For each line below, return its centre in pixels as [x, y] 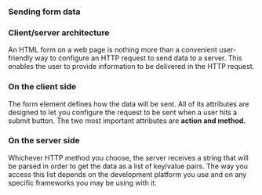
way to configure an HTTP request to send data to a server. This [138, 58]
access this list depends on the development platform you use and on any [127, 174]
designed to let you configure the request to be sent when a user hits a [123, 112]
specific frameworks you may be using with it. [82, 182]
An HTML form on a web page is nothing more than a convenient [113, 50]
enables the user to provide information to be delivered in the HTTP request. [131, 67]
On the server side [44, 141]
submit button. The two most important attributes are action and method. [127, 121]
